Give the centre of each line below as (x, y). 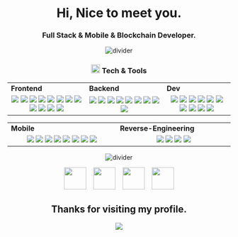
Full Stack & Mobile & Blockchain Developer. (119, 35)
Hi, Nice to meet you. (119, 13)
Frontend (27, 88)
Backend (104, 88)
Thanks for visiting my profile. (119, 210)
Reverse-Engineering (157, 128)
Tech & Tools (124, 71)
